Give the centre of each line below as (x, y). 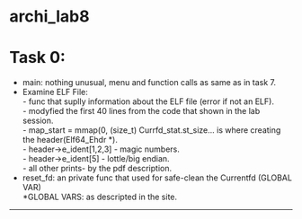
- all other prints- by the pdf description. (97, 169)
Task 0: (37, 58)
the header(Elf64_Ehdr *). (70, 140)
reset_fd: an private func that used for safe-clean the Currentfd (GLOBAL (157, 178)
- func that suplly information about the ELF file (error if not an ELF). (148, 101)
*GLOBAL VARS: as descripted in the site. (100, 197)
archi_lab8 (49, 17)
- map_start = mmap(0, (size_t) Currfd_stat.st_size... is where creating (151, 130)
